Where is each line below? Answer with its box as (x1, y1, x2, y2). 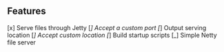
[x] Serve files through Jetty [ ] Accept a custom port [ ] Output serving (7, 23, 207, 31)
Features (7, 5, 46, 17)
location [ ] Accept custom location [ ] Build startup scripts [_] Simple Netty (7, 31, 217, 39)
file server (7, 38, 37, 47)
